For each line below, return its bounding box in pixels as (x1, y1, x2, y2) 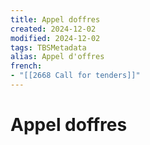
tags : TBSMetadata (10, 42, 87, 53)
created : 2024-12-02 (10, 24, 97, 34)
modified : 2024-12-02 (10, 33, 101, 43)
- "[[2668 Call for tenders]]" (10, 71, 141, 81)
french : (10, 61, 43, 71)
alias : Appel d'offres (10, 52, 105, 62)
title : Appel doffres (10, 14, 101, 25)
